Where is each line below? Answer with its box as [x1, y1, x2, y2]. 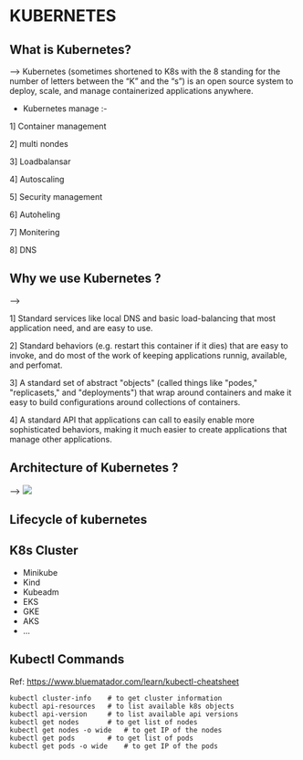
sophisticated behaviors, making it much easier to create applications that [9, 423, 287, 434]
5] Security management [9, 192, 103, 202]
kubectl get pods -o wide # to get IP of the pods [9, 741, 219, 751]
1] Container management [9, 120, 107, 131]
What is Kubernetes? [9, 42, 132, 57]
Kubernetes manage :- [22, 103, 108, 114]
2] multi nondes [9, 139, 68, 149]
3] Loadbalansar [9, 156, 71, 167]
